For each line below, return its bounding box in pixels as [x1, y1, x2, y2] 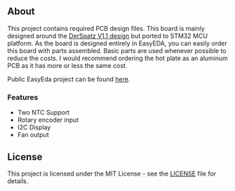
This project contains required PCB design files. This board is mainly [7, 24, 205, 32]
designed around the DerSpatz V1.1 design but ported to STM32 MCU [7, 31, 208, 40]
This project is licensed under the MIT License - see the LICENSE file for [7, 169, 216, 178]
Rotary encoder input [17, 115, 79, 125]
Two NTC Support [17, 108, 70, 117]
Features [7, 92, 39, 102]
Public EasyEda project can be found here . [7, 75, 130, 83]
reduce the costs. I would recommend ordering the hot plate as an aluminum [7, 54, 228, 62]
